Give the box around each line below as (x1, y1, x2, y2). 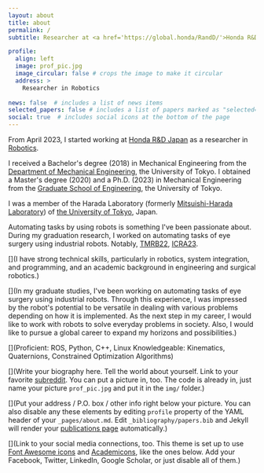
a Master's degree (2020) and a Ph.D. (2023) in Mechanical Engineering (8, 175, 242, 185)
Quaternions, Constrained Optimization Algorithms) (8, 351, 174, 361)
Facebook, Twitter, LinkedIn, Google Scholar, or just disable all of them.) (8, 456, 241, 464)
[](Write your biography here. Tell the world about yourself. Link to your (8, 367, 239, 376)
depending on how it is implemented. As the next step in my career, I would (8, 311, 251, 321)
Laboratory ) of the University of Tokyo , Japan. (8, 207, 159, 216)
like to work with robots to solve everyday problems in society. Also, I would (8, 320, 254, 328)
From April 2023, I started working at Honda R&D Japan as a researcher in (8, 135, 248, 144)
